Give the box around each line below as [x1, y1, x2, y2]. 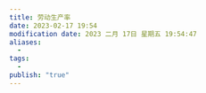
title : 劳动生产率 [9, 12, 71, 22]
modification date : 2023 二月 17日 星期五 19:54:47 [9, 29, 198, 38]
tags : [9, 54, 29, 63]
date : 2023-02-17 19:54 [9, 21, 98, 30]
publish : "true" [9, 71, 70, 80]
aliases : [9, 37, 42, 47]
